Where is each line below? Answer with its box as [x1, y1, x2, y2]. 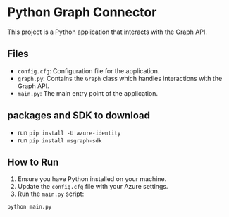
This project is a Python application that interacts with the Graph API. [7, 27, 208, 36]
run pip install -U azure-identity [17, 128, 121, 137]
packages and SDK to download [7, 110, 150, 122]
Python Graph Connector [7, 4, 157, 20]
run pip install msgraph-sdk [17, 135, 102, 144]
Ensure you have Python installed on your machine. [17, 175, 167, 183]
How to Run [7, 156, 59, 168]
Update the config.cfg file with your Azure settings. [17, 182, 168, 191]
